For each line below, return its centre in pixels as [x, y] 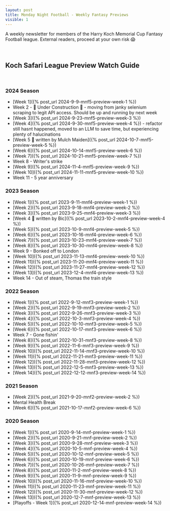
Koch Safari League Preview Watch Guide [73, 65]
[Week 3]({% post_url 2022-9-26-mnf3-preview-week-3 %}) [77, 313]
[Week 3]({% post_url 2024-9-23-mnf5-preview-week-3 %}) [77, 118]
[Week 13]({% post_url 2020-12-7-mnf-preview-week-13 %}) [77, 497]
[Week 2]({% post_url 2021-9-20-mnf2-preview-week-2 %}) [76, 397]
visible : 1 [17, 19]
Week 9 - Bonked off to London [46, 251]
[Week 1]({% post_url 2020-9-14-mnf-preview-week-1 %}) [74, 432]
